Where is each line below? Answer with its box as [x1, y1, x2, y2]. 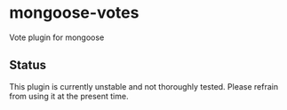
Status [9, 58, 47, 73]
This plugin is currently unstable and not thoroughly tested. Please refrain [9, 81, 278, 91]
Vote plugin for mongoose [9, 32, 105, 43]
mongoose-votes [9, 3, 140, 23]
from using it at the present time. [9, 90, 129, 101]
